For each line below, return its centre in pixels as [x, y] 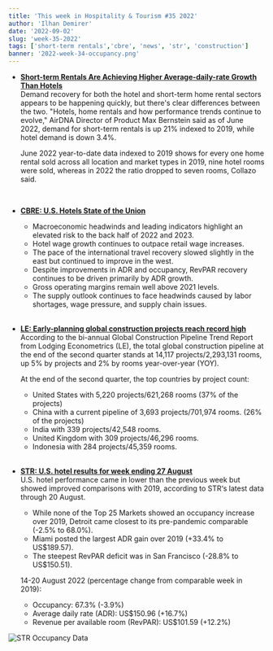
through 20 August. [53, 497]
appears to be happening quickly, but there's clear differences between [140, 103]
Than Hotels [41, 85]
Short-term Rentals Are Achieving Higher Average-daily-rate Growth [139, 77]
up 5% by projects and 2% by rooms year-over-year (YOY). [119, 363]
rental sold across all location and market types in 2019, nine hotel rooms [142, 162]
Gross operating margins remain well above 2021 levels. [126, 287]
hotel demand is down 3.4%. [68, 138]
